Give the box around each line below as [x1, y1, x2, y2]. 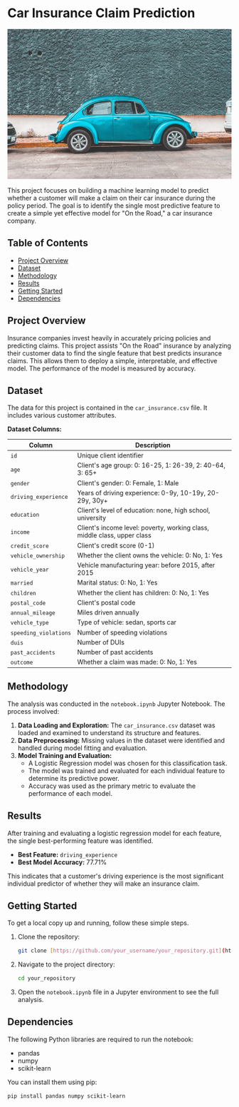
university [77, 514, 107, 522]
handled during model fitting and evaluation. [17, 744, 148, 752]
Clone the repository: [17, 933, 80, 941]
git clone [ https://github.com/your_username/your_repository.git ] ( [17, 947, 225, 954]
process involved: [7, 707, 60, 715]
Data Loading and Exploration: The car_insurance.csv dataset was [17, 721, 216, 729]
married [10, 580, 33, 587]
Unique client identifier [77, 451, 144, 460]
